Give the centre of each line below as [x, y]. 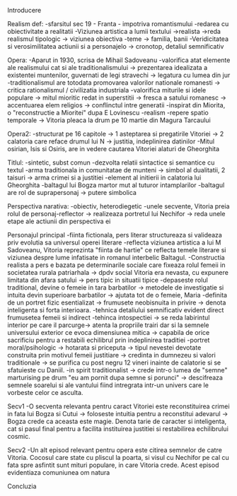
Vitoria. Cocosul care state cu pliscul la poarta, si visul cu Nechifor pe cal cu [118, 457]
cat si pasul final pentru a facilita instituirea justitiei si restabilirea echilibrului [118, 429]
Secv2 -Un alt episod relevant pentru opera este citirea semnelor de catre [115, 450]
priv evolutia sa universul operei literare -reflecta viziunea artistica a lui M [114, 242]
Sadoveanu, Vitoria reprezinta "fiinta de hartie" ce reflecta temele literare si [117, 250]
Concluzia [22, 486]
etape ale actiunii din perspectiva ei [59, 221]
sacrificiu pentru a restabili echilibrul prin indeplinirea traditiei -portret [109, 340]
